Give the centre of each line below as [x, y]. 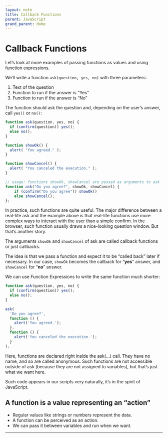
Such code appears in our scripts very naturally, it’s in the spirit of [73, 381]
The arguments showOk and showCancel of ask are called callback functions [82, 241]
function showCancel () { [31, 164]
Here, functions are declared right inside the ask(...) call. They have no [78, 356]
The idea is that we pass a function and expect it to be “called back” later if [82, 256]
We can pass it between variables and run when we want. [72, 425]
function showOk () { [27, 145]
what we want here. [25, 372]
